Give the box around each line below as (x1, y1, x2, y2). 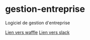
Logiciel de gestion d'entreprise (5, 20, 71, 26)
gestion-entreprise (5, 3, 86, 15)
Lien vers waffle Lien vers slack (5, 29, 70, 35)
